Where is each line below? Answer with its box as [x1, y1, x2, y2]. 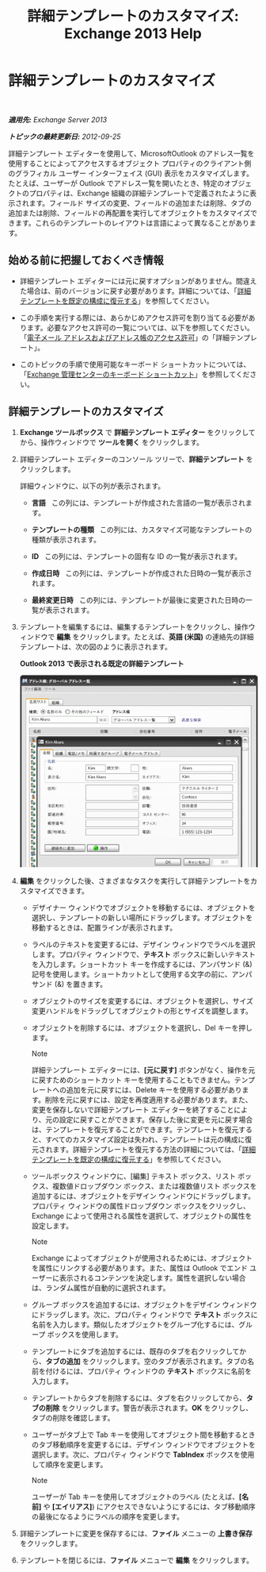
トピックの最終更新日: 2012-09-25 [8, 132, 121, 141]
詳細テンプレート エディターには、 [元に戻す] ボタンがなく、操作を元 [31, 1065, 256, 1075]
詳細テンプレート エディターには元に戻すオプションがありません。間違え [19, 275, 257, 286]
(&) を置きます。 [54, 980, 108, 989]
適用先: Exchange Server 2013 [8, 114, 108, 124]
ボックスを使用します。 [47, 1330, 123, 1339]
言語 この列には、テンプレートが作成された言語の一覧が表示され [31, 498, 245, 507]
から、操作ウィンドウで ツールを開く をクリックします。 [19, 437, 204, 447]
